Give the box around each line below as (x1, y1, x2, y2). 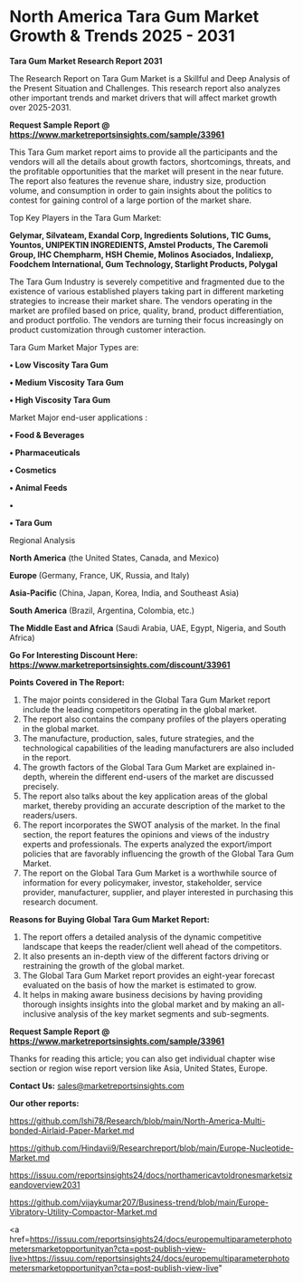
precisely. (22, 780, 60, 791)
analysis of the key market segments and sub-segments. (57, 1008, 270, 1019)
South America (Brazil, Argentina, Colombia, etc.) (9, 605, 195, 616)
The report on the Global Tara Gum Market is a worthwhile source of (22, 867, 278, 878)
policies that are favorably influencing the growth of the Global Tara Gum (22, 848, 294, 859)
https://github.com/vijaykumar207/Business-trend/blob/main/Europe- (9, 1197, 270, 1208)
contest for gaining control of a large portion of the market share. (9, 195, 252, 206)
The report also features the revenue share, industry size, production (9, 175, 267, 187)
